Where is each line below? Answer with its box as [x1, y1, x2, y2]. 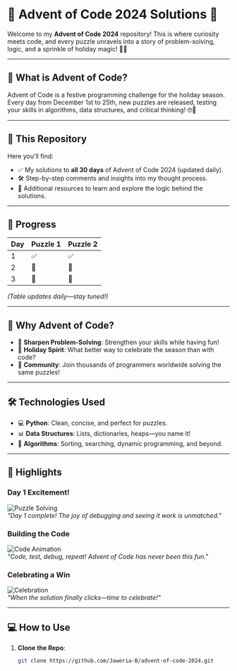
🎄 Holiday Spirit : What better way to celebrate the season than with [17, 346, 214, 354]
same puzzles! [17, 368, 60, 377]
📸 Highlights [7, 466, 62, 478]
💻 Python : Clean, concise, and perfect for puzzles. [17, 419, 168, 427]
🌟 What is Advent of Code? [7, 72, 128, 84]
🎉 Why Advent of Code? [7, 319, 115, 331]
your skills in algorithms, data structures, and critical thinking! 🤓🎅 [7, 105, 197, 114]
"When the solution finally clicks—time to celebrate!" [7, 593, 161, 602]
